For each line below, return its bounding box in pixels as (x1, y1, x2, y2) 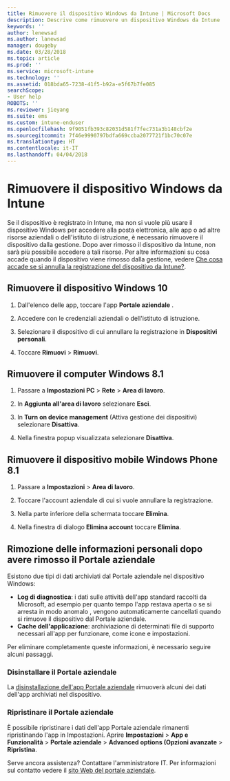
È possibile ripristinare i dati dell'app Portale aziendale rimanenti (7, 723, 189, 731)
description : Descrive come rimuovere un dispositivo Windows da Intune (7, 17, 220, 23)
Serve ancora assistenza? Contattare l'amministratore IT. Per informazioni (7, 758, 216, 767)
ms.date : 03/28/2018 (7, 49, 67, 56)
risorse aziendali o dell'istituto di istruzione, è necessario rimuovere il (7, 233, 203, 241)
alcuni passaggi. (7, 650, 54, 659)
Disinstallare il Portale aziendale (7, 667, 117, 677)
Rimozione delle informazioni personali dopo (7, 543, 203, 555)
